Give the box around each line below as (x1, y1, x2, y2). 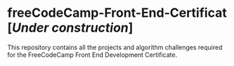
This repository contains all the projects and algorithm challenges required (7, 43, 223, 51)
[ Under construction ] (7, 20, 134, 36)
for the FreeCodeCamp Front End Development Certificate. (7, 51, 178, 59)
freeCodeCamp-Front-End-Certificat (7, 5, 227, 21)
